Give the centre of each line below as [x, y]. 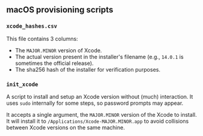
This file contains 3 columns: [42, 39]
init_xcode [22, 84]
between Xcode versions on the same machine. [66, 127]
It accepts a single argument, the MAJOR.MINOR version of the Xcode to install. [101, 114]
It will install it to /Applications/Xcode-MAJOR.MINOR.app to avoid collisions [98, 121]
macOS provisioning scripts [60, 10]
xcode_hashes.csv [32, 26]
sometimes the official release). [54, 63]
